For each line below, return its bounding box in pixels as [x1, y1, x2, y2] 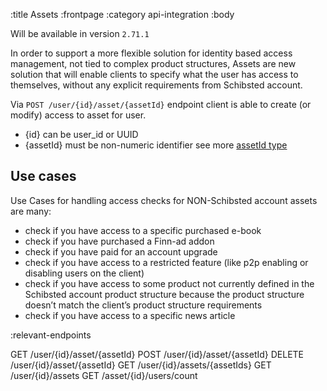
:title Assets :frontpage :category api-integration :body [10, 9, 235, 20]
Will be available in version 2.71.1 [10, 28, 150, 39]
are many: [10, 205, 52, 217]
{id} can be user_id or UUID [24, 129, 139, 140]
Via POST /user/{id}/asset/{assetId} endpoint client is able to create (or [10, 99, 312, 110]
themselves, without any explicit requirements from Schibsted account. [10, 79, 303, 91]
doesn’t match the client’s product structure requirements [24, 299, 263, 311]
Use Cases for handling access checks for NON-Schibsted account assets [10, 194, 318, 206]
